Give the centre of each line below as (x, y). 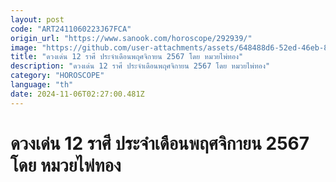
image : (24, 47)
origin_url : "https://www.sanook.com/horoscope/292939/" (131, 38)
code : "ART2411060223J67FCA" (71, 29)
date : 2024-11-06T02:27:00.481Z (77, 94)
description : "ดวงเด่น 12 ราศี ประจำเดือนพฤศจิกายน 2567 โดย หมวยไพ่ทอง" (140, 66)
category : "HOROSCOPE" (57, 76)
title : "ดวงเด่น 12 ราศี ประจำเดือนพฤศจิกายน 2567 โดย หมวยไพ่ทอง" (127, 57)
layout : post (37, 19)
